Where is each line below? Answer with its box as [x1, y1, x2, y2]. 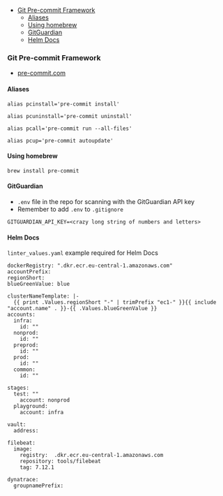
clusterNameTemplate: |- [7, 293, 79, 300]
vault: [7, 421, 26, 428]
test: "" [13, 391, 39, 397]
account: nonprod [20, 397, 70, 404]
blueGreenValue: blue [7, 281, 70, 288]
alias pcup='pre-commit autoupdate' [7, 137, 114, 144]
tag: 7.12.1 [20, 464, 54, 471]
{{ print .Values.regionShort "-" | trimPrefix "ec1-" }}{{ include [13, 299, 217, 306]
